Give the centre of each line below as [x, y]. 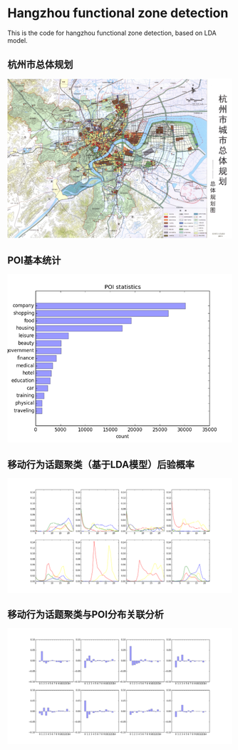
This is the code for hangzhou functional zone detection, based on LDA [112, 33]
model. [17, 40]
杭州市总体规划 [40, 65]
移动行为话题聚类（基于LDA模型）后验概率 [101, 464]
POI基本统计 [34, 260]
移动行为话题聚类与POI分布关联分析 [86, 614]
